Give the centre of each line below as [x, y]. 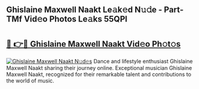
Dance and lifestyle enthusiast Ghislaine [143, 61]
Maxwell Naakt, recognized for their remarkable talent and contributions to [99, 74]
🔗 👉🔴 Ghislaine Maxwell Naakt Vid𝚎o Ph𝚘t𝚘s [93, 44]
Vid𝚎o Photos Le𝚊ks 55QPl [76, 19]
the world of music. [30, 81]
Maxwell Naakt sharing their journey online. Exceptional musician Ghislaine [99, 68]
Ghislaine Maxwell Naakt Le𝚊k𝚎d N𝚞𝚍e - [84, 10]
